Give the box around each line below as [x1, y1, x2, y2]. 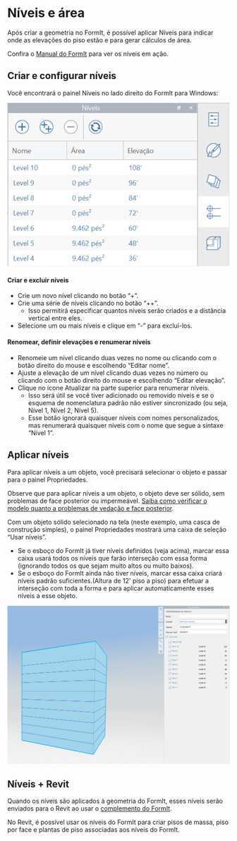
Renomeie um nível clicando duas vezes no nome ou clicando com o [17, 353, 217, 362]
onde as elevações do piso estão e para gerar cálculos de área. [7, 35, 192, 44]
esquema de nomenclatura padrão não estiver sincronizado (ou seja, [28, 398, 229, 407]
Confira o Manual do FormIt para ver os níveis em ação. [7, 49, 169, 58]
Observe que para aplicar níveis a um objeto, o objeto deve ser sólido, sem [7, 489, 225, 497]
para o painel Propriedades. [7, 475, 88, 484]
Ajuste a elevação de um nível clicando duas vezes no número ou [17, 369, 208, 377]
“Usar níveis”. [7, 532, 47, 541]
